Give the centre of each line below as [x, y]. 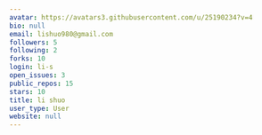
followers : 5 [33, 42]
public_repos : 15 [41, 83]
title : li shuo [37, 100]
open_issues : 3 [37, 75]
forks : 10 [28, 59]
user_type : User [39, 108]
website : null [36, 116]
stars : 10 [28, 91]
